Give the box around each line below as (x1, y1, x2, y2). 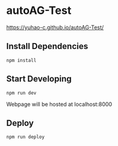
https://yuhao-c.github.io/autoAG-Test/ (6, 24, 104, 31)
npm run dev (6, 90, 36, 96)
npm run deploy (6, 134, 45, 140)
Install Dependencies (6, 41, 88, 51)
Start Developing (6, 74, 72, 84)
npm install (6, 57, 36, 64)
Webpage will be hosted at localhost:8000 (6, 101, 113, 108)
